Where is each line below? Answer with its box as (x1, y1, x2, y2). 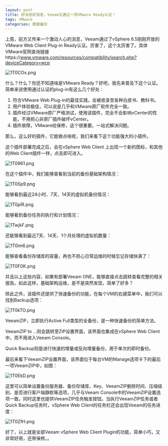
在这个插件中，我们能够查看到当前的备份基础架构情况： (5, 171, 120, 177)
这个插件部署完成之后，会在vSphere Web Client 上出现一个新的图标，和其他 (5, 144, 163, 150)
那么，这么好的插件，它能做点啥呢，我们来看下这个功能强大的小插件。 (5, 133, 151, 139)
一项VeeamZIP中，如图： (5, 362, 58, 369)
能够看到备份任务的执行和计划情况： (5, 212, 81, 218)
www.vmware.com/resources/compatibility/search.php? (20, 54, 137, 61)
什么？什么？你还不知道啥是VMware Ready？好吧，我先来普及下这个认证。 (5, 80, 161, 86)
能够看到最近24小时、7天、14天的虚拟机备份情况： (5, 191, 111, 197)
